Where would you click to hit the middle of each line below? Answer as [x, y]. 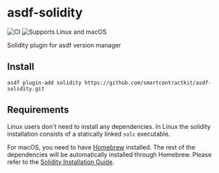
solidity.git [26, 89]
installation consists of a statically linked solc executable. [89, 134]
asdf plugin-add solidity [44, 83]
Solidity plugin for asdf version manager [64, 45]
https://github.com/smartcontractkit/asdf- [148, 83]
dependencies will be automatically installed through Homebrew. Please [109, 154]
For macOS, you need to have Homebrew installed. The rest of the [101, 147]
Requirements [38, 110]
